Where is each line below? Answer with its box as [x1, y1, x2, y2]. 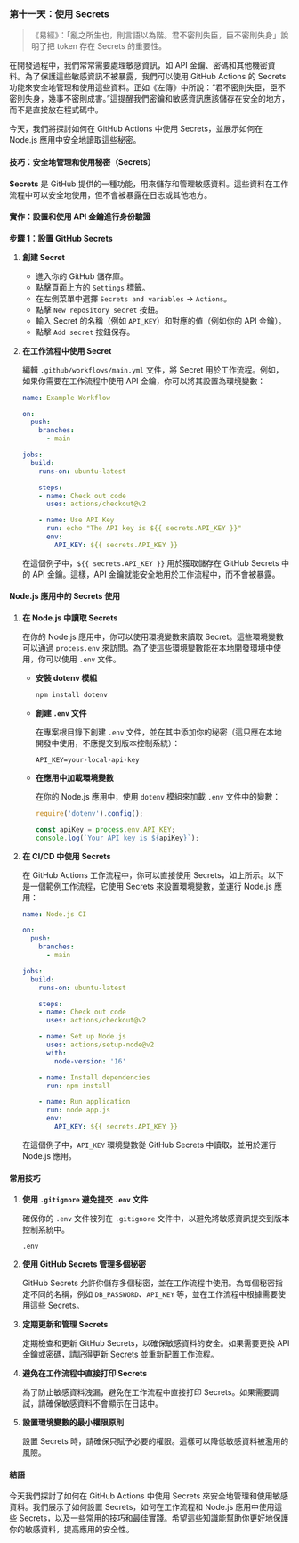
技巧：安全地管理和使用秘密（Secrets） [9, 156, 156, 167]
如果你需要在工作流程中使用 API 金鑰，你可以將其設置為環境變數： [21, 375, 266, 386]
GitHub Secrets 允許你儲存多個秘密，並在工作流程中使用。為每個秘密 [21, 1277, 276, 1289]
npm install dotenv [35, 691, 109, 700]
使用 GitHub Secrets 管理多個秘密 [21, 1259, 147, 1269]
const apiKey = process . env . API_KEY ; [35, 825, 176, 834]
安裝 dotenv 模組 [35, 673, 98, 684]
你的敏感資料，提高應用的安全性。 [9, 1524, 134, 1535]
